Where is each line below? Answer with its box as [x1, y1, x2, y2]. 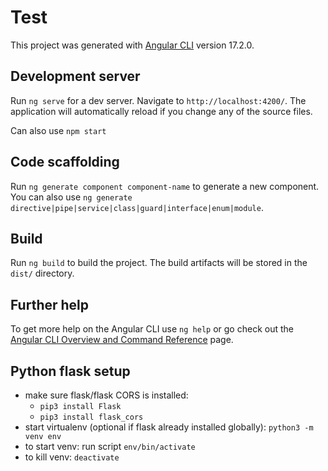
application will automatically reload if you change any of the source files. [10, 105, 313, 117]
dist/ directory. [10, 267, 75, 280]
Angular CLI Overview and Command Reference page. [10, 334, 234, 346]
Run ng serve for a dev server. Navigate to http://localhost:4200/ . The [10, 94, 307, 106]
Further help [10, 296, 90, 313]
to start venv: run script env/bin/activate [24, 441, 196, 452]
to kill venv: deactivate [24, 451, 120, 463]
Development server [10, 68, 141, 85]
